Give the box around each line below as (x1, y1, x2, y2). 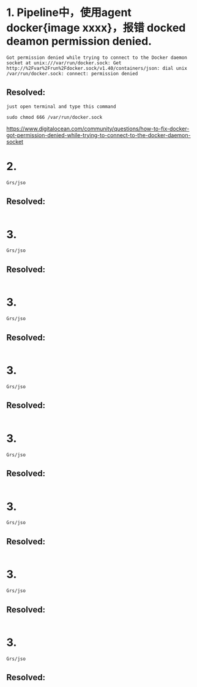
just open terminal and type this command (6, 103, 116, 110)
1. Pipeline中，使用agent (6, 6, 132, 20)
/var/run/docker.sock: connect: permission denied (6, 70, 138, 77)
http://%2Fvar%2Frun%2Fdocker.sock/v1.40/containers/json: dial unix (6, 65, 188, 71)
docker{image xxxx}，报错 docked (6, 21, 186, 35)
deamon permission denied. (6, 34, 152, 48)
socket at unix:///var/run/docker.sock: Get (6, 59, 122, 66)
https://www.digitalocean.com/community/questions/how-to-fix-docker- (6, 125, 190, 132)
